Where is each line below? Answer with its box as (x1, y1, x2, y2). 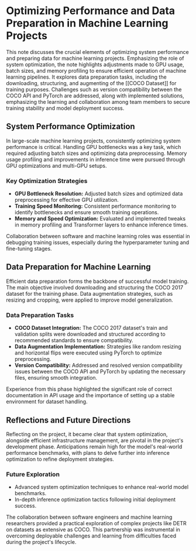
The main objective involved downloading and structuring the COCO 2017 (6, 283, 183, 291)
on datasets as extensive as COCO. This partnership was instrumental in (6, 526, 180, 533)
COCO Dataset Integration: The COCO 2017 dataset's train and (14, 324, 168, 332)
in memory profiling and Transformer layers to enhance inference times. (14, 221, 188, 228)
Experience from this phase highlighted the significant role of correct (6, 386, 173, 393)
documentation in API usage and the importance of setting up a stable (6, 392, 175, 399)
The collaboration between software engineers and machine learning (6, 513, 173, 520)
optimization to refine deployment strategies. (6, 455, 114, 462)
